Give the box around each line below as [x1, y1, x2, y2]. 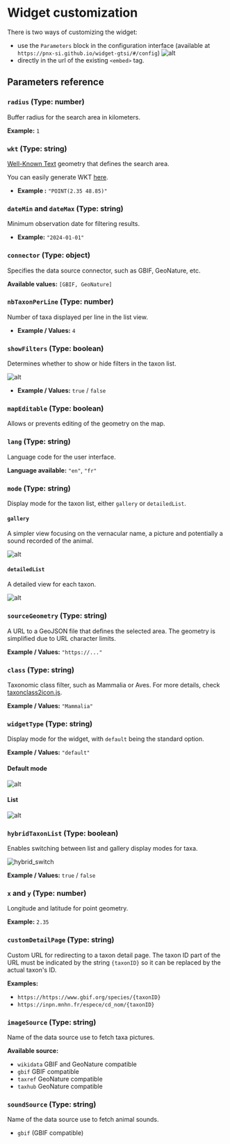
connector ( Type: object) [7, 250, 90, 260]
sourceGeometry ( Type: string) [7, 611, 108, 621]
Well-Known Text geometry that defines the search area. [7, 159, 170, 167]
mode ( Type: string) [7, 483, 71, 493]
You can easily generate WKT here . [7, 172, 109, 181]
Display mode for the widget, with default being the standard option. [7, 735, 205, 743]
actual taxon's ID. [7, 965, 57, 974]
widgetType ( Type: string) [7, 719, 92, 728]
